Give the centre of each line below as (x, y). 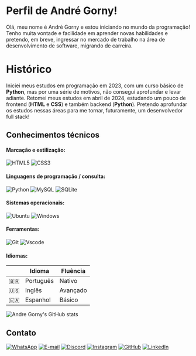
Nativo (68, 281)
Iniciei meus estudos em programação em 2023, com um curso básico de (95, 85)
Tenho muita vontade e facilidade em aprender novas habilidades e (87, 33)
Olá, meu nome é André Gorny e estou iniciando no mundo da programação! (98, 27)
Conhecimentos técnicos (53, 135)
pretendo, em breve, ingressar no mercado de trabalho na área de (86, 39)
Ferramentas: (23, 229)
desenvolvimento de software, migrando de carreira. (69, 46)
